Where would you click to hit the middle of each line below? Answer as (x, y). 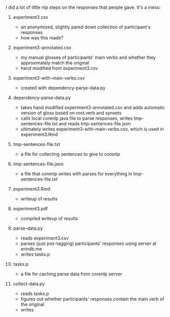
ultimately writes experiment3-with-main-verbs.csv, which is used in (92, 129)
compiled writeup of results (49, 218)
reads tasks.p (35, 293)
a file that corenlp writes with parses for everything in (76, 174)
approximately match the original (55, 63)
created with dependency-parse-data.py (63, 88)
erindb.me (31, 249)
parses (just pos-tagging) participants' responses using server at (89, 243)
